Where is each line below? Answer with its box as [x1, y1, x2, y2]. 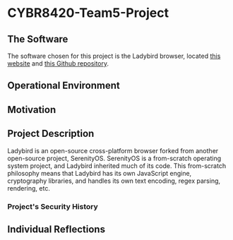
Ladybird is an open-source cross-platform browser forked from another [7, 146, 219, 155]
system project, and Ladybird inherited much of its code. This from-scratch [7, 161, 227, 170]
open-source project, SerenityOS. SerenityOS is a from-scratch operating [7, 154, 221, 162]
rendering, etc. [7, 184, 51, 192]
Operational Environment [7, 80, 120, 92]
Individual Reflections [7, 223, 106, 235]
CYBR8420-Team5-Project [7, 5, 169, 21]
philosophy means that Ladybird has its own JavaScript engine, [7, 169, 192, 177]
